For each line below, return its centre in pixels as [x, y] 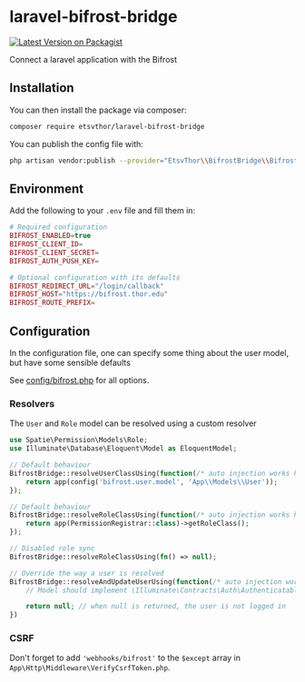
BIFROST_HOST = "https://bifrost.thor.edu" [89, 294]
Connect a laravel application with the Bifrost [93, 59]
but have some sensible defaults [70, 362]
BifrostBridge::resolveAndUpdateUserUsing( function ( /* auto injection [146, 582]
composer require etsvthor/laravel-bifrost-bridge [107, 126]
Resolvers [32, 403]
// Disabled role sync [52, 549]
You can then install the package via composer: [98, 110]
